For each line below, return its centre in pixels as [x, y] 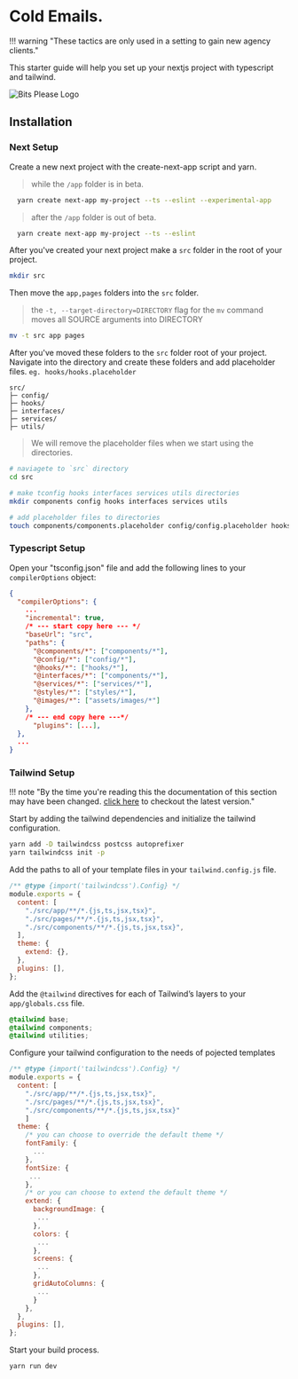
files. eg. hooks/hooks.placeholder [73, 372]
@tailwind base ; [39, 1019]
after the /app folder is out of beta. [94, 217]
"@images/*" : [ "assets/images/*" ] [97, 701]
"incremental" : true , [65, 619]
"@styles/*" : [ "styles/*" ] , [85, 693]
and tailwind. [32, 76]
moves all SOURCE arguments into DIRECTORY [117, 319]
